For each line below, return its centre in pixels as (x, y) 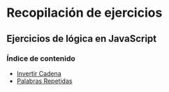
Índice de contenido (41, 59)
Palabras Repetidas (44, 81)
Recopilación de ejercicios (84, 13)
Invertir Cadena (39, 73)
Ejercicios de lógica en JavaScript (82, 39)
